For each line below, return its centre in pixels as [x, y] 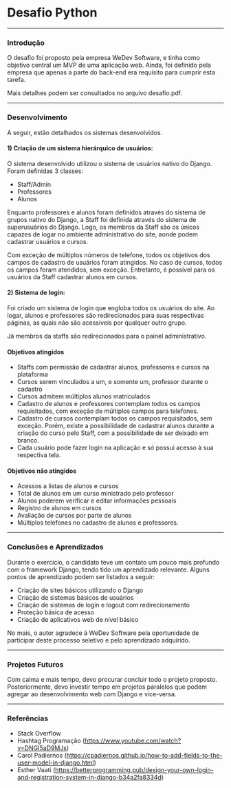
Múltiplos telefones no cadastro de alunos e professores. [98, 523]
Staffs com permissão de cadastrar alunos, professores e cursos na [113, 367]
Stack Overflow [39, 734]
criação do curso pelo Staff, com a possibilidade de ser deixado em [112, 433]
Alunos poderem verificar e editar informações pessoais [97, 501]
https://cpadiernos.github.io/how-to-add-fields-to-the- [144, 756]
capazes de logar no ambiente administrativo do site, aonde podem [102, 234]
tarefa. [16, 80]
